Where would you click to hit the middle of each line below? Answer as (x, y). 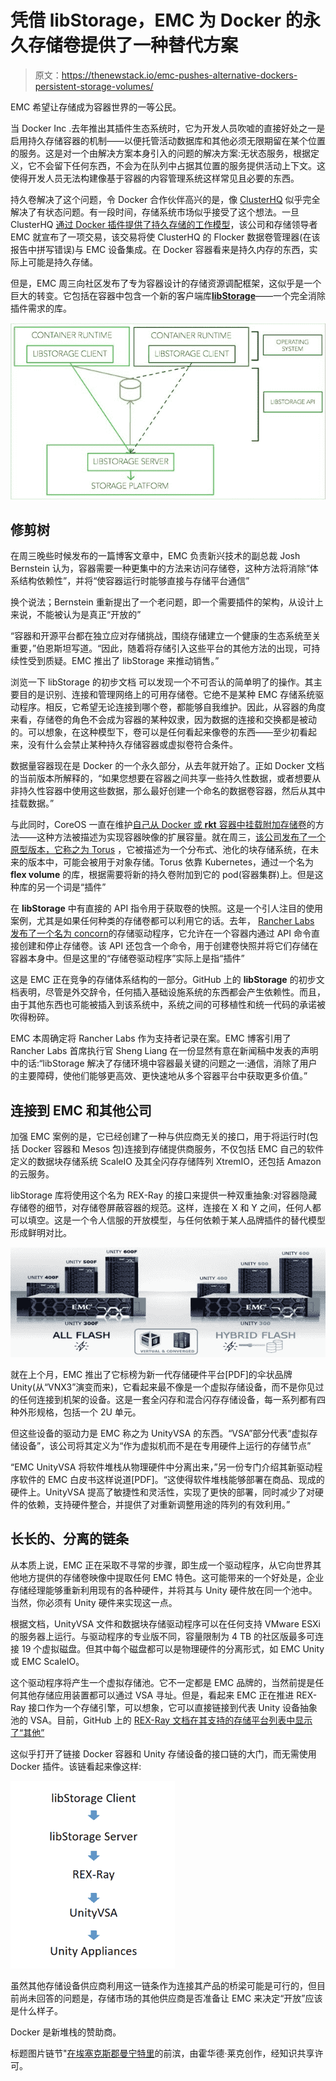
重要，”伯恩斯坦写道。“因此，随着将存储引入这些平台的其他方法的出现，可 (161, 648)
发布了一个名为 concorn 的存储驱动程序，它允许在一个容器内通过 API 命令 (161, 933)
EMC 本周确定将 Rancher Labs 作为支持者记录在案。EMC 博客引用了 (151, 1038)
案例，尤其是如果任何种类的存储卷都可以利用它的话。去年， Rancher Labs (162, 921)
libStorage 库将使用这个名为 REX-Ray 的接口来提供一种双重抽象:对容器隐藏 (164, 1195)
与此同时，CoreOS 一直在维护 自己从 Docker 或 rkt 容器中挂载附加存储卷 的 (163, 825)
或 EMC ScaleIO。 (47, 1661)
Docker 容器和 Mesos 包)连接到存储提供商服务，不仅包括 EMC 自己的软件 (173, 1149)
